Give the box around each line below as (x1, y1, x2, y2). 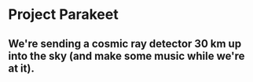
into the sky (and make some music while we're (8, 49, 245, 62)
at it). (8, 61, 35, 75)
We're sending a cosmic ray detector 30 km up (8, 37, 242, 50)
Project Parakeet (8, 6, 119, 24)
